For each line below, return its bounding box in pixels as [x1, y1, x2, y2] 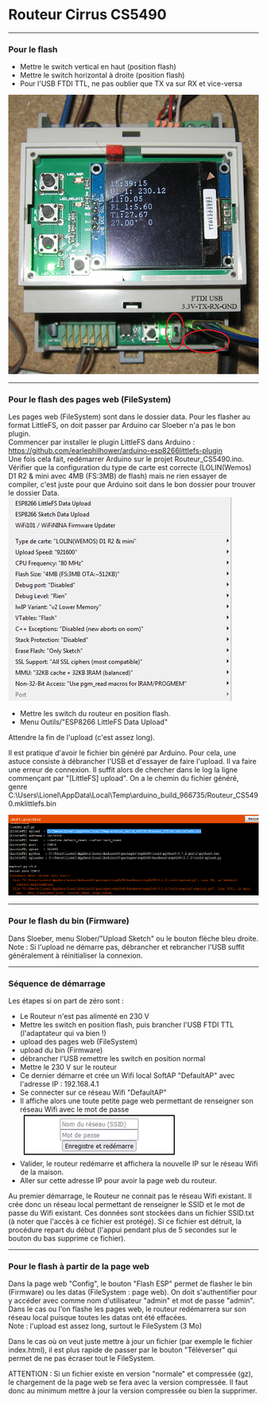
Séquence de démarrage [8, 978, 106, 989]
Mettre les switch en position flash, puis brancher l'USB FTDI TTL [19, 1020, 234, 1029]
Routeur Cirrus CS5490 [8, 6, 167, 24]
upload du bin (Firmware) [19, 1045, 103, 1055]
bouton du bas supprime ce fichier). [8, 1233, 126, 1243]
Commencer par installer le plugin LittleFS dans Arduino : [8, 437, 195, 447]
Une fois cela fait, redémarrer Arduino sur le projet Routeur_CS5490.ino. [8, 454, 245, 464]
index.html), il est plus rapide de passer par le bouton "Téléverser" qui [8, 1345, 238, 1355]
